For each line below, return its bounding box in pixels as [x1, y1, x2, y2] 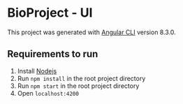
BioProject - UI [7, 5, 93, 21]
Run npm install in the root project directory [17, 74, 146, 82]
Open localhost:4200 [17, 89, 79, 97]
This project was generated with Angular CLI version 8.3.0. [7, 28, 176, 36]
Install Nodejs [17, 66, 57, 75]
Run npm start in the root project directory [17, 82, 140, 90]
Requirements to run [7, 48, 98, 60]
